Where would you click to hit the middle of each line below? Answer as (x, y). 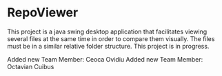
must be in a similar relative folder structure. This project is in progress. (108, 46)
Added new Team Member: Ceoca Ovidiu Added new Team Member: (105, 59)
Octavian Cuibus (31, 66)
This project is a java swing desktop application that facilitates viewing (107, 31)
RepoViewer (43, 13)
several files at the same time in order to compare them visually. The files (111, 38)
